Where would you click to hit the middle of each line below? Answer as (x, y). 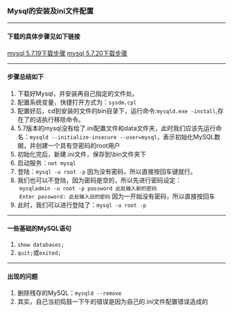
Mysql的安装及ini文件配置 (51, 10)
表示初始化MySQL (189, 137)
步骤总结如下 (25, 77)
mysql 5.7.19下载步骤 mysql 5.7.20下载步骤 (67, 53)
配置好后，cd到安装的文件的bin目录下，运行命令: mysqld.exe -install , (117, 111)
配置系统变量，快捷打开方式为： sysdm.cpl (77, 102)
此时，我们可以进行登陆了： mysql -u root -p (82, 205)
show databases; (41, 245)
